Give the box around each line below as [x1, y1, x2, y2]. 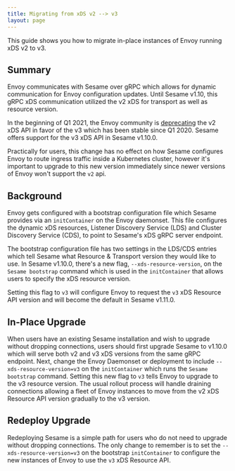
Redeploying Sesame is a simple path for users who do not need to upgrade [7, 433, 227, 441]
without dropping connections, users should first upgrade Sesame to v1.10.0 [7, 342, 227, 350]
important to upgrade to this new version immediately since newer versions [7, 162, 226, 171]
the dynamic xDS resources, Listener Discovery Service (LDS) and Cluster [7, 224, 222, 232]
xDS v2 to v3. [7, 44, 47, 52]
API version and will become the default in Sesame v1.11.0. [7, 296, 176, 304]
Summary [7, 64, 51, 76]
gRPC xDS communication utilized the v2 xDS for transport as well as [7, 98, 208, 106]
